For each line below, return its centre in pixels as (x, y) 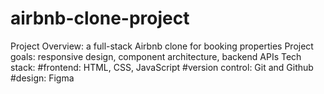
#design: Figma (42, 78)
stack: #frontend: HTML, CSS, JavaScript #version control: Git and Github (162, 67)
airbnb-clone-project (100, 18)
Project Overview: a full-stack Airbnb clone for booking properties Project (162, 46)
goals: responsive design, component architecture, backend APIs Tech (156, 56)
